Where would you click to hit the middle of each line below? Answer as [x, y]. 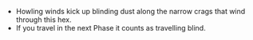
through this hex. [43, 20]
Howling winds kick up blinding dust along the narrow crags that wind [130, 11]
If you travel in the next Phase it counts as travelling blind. [111, 28]
